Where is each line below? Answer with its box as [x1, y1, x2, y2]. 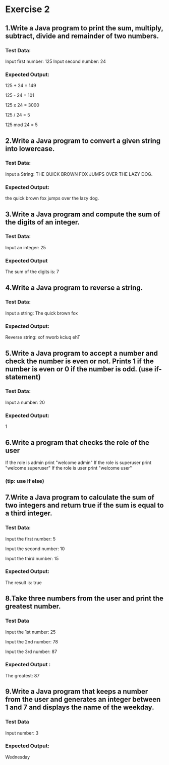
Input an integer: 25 [5, 244, 46, 250]
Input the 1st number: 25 [5, 629, 56, 635]
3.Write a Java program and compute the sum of [5, 210, 160, 218]
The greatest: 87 [5, 672, 40, 678]
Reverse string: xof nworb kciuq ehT [5, 334, 81, 340]
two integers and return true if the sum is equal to [5, 501, 164, 510]
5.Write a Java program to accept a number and [5, 349, 158, 358]
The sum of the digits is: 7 [5, 269, 60, 275]
